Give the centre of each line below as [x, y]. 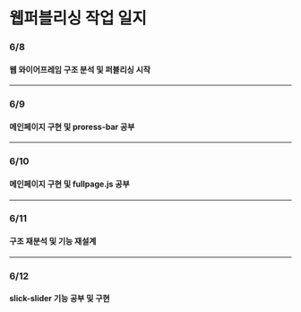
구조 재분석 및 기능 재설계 [53, 241]
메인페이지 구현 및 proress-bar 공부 [72, 126]
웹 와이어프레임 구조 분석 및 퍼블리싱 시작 [80, 69]
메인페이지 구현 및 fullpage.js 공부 [69, 184]
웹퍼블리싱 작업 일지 [78, 18]
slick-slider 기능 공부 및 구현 [60, 299]
